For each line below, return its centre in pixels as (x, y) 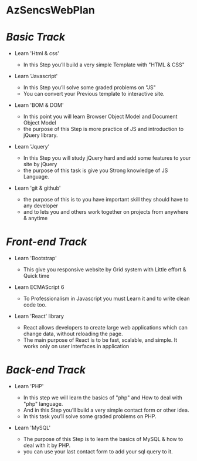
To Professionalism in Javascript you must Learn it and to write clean (106, 299)
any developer (41, 206)
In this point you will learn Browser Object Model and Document (100, 117)
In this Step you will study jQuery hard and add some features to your (107, 158)
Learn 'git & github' (38, 188)
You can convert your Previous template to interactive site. (94, 94)
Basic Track (36, 37)
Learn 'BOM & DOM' (39, 105)
